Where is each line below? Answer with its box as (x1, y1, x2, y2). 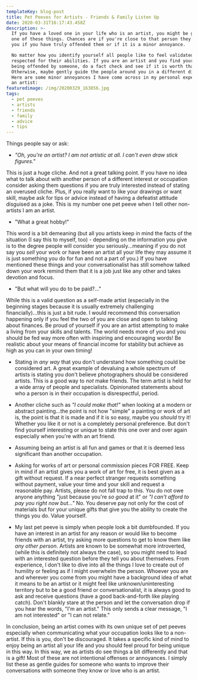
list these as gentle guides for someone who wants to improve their (6, 660, 170, 668)
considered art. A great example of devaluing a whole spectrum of (14, 365, 176, 372)
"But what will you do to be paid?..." (14, 285, 101, 293)
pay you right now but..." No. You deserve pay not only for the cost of (14, 500, 184, 507)
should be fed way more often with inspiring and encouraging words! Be (6, 335, 181, 342)
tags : (6, 91, 19, 97)
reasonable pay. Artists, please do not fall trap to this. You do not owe (14, 487, 184, 494)
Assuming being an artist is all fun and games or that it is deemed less (14, 444, 185, 451)
